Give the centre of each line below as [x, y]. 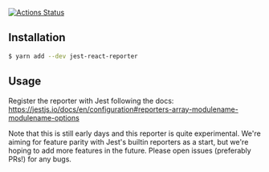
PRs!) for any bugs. [40, 159]
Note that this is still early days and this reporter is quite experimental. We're [134, 133]
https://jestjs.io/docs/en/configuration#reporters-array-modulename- [123, 109]
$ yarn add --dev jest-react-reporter [73, 56]
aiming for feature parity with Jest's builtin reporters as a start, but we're [128, 141]
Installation [37, 37]
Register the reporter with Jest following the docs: [91, 100]
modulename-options [44, 117]
